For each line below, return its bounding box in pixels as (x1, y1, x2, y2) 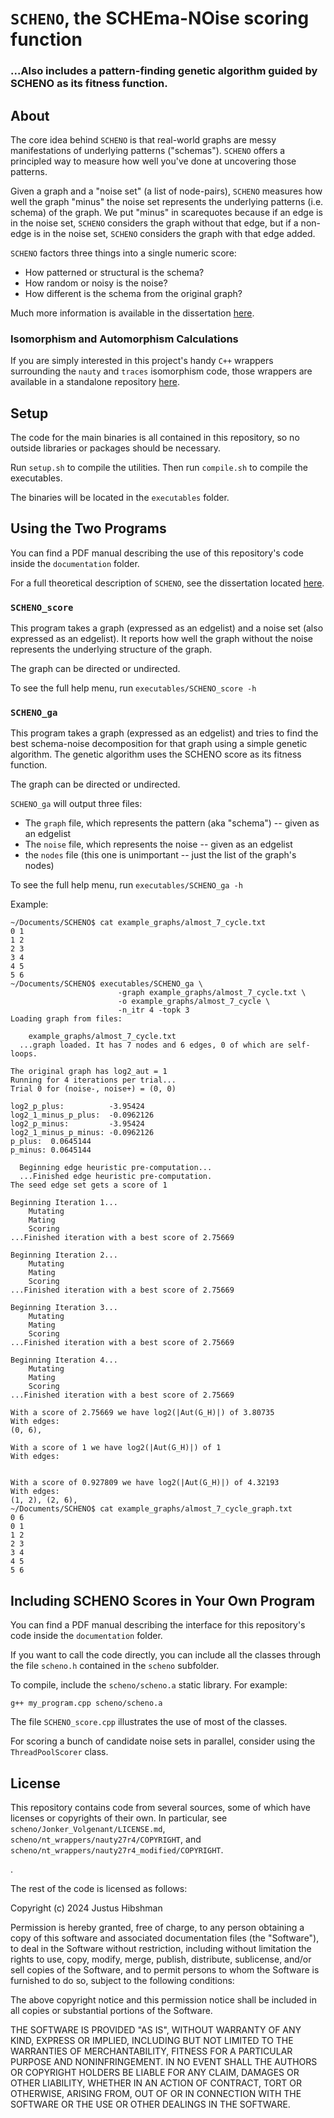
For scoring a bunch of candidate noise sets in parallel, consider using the (10, 1735, 316, 1747)
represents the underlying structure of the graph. (10, 643, 213, 656)
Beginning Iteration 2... (10, 1250, 118, 1261)
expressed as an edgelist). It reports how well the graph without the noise (10, 633, 314, 645)
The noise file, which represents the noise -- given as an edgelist (24, 838, 293, 851)
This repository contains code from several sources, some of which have (10, 1802, 311, 1814)
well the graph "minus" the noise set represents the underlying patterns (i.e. (10, 195, 324, 207)
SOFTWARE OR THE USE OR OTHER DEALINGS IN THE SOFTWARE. (10, 2098, 291, 2111)
